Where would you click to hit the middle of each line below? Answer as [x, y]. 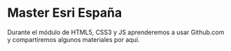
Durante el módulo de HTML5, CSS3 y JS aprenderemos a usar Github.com [116, 32]
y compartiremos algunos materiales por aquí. [73, 39]
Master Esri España [65, 13]
